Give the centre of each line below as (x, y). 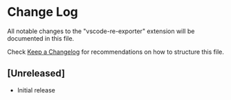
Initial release (36, 90)
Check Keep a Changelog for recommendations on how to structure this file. (116, 52)
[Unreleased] (36, 73)
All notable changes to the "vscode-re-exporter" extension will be (101, 31)
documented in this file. (41, 38)
